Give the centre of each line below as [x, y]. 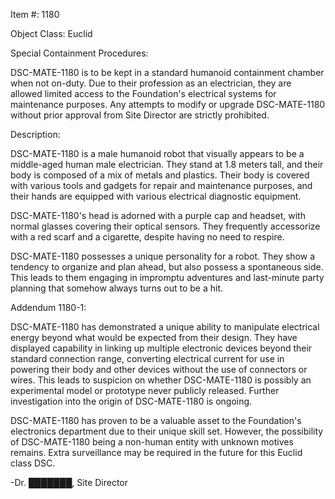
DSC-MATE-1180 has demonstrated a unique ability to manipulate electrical [165, 327]
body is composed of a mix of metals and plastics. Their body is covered [160, 175]
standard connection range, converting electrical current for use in [147, 358]
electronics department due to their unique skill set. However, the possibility [167, 431]
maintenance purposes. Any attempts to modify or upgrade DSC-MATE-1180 [168, 104]
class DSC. [33, 463]
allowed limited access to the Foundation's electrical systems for [143, 93]
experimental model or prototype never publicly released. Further [145, 390]
